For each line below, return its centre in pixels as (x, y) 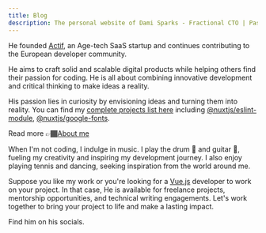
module (21, 118)
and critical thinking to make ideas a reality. (79, 86)
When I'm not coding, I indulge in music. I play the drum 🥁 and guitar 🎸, (124, 149)
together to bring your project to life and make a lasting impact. (111, 206)
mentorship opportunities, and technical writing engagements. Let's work (128, 197)
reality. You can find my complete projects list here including (107, 109)
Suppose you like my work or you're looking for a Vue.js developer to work (130, 181)
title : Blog (28, 15)
